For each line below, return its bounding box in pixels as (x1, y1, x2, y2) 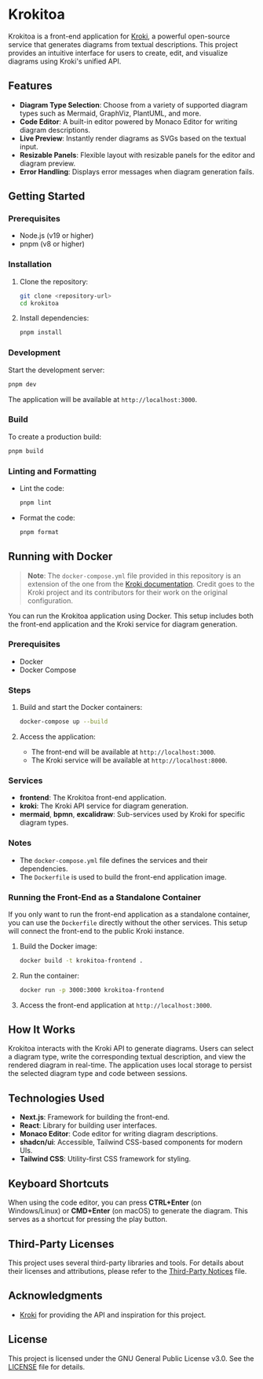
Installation (8, 259, 53, 270)
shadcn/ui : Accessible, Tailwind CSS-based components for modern (19, 1137, 243, 1147)
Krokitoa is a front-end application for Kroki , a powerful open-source (8, 31, 230, 41)
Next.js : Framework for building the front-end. (19, 1113, 170, 1122)
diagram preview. (19, 159, 76, 168)
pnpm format (19, 528, 59, 536)
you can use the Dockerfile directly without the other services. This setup (8, 917, 247, 927)
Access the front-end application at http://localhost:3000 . (19, 1000, 212, 1010)
